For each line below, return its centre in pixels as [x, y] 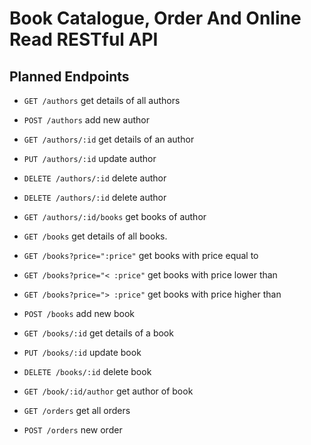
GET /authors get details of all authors [102, 100]
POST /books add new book [79, 313]
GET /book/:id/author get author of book [108, 391]
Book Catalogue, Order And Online [155, 18]
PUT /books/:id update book [82, 352]
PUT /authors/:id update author [90, 158]
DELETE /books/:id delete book [87, 371]
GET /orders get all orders [77, 410]
